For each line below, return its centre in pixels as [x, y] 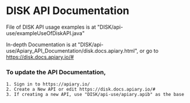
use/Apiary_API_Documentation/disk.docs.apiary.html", [72, 50]
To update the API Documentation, [56, 72]
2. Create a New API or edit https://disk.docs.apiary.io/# [81, 90]
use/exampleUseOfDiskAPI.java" [45, 33]
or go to [149, 50]
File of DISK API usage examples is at [51, 27]
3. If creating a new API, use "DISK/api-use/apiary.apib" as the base [95, 95]
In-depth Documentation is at [42, 44]
